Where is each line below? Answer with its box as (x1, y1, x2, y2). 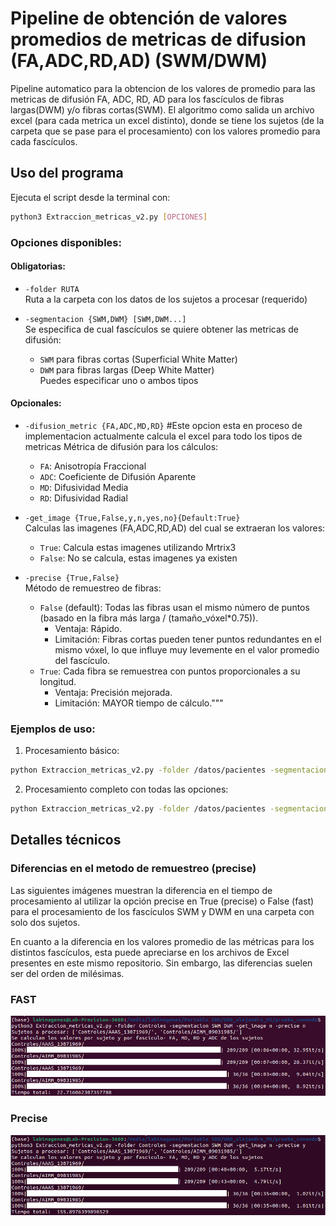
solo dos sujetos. (10, 916, 81, 928)
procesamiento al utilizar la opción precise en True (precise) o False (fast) (10, 895, 315, 907)
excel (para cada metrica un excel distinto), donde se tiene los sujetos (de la (10, 114, 325, 126)
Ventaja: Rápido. (54, 622, 123, 634)
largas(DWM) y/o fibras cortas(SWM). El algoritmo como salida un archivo (10, 103, 315, 116)
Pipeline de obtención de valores (10, 7, 288, 30)
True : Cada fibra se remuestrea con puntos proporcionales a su (39, 665, 301, 677)
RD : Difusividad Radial (39, 492, 128, 504)
